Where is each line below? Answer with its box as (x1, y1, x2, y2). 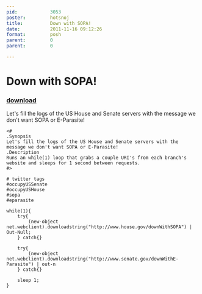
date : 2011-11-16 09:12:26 (6, 26, 103, 32)
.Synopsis (6, 133, 32, 140)
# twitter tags (6, 176, 45, 183)
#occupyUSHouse (6, 187, 45, 193)
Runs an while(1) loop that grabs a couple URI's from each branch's (6, 155, 187, 161)
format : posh (6, 32, 62, 38)
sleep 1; (17, 278, 40, 284)
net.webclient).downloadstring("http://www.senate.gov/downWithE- (6, 256, 179, 262)
